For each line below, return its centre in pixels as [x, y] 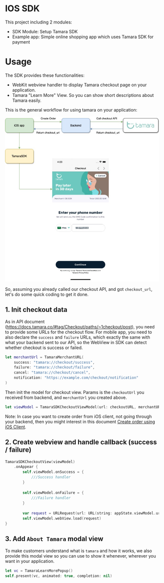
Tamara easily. [27, 100]
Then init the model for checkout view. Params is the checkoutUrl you [75, 392]
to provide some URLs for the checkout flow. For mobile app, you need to [79, 332]
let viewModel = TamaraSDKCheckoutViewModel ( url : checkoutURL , [71, 407]
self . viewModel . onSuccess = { [53, 472]
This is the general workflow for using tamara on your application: [71, 110]
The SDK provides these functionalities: [45, 75]
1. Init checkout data [36, 310]
